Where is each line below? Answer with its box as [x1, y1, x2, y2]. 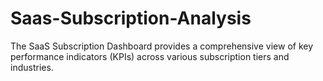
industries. [10, 61, 54, 73]
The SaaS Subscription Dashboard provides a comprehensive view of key [10, 40, 314, 52]
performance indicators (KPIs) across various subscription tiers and [10, 50, 290, 62]
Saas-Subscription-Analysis [10, 7, 252, 30]
